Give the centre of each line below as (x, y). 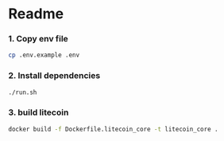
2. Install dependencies (54, 76)
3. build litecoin (39, 112)
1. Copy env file (39, 39)
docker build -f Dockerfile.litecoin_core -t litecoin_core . (113, 129)
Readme (36, 14)
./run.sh (23, 92)
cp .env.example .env (44, 55)
